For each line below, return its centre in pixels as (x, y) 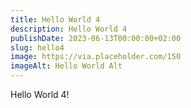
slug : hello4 (37, 47)
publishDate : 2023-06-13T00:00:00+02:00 (96, 38)
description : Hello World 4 (69, 29)
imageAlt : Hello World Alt (66, 66)
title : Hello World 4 (55, 19)
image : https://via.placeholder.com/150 (96, 57)
